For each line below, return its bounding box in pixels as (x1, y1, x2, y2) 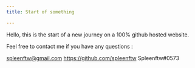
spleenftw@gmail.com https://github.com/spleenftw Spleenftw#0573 (6, 54, 180, 61)
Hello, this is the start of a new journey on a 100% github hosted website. (6, 31, 190, 38)
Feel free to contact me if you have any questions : (6, 42, 134, 50)
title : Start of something (6, 8, 75, 15)
